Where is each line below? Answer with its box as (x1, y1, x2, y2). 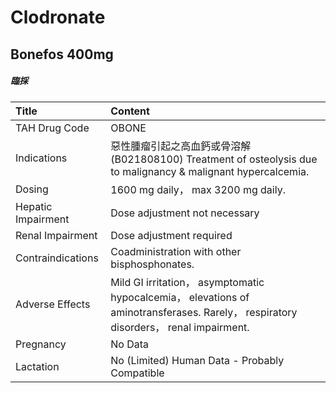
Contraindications (15, 251, 99, 265)
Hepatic (15, 199, 53, 213)
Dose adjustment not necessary (110, 206, 260, 220)
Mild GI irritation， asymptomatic (110, 275, 265, 289)
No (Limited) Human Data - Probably (110, 353, 285, 367)
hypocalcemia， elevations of (110, 290, 250, 304)
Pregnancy (15, 337, 67, 351)
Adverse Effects (15, 297, 91, 311)
